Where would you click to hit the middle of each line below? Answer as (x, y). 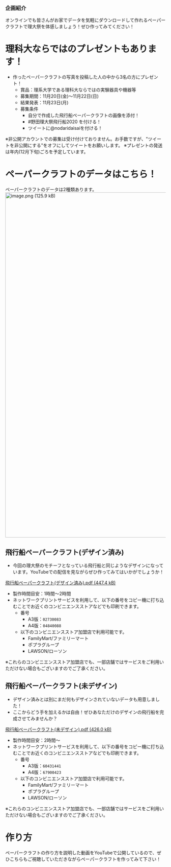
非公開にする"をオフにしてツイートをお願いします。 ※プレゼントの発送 (88, 145)
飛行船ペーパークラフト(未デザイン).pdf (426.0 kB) (59, 729)
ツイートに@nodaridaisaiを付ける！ (65, 128)
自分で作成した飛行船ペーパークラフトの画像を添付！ (84, 116)
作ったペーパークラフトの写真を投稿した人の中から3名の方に (77, 77)
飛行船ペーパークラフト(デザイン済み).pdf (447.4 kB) (61, 583)
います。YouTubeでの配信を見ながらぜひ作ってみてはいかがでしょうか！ (88, 572)
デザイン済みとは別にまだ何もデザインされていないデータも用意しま (84, 699)
